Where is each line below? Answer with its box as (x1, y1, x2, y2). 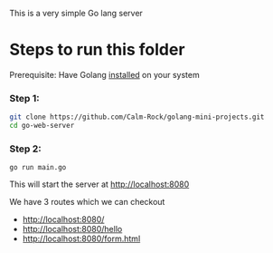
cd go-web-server (9, 122, 75, 131)
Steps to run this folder (9, 40, 185, 60)
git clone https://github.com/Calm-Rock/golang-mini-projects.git (9, 112, 265, 122)
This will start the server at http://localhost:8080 (9, 179, 190, 190)
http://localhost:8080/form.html (22, 233, 141, 244)
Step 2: (9, 142, 42, 155)
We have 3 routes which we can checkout (9, 197, 165, 208)
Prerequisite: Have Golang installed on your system (9, 69, 201, 80)
